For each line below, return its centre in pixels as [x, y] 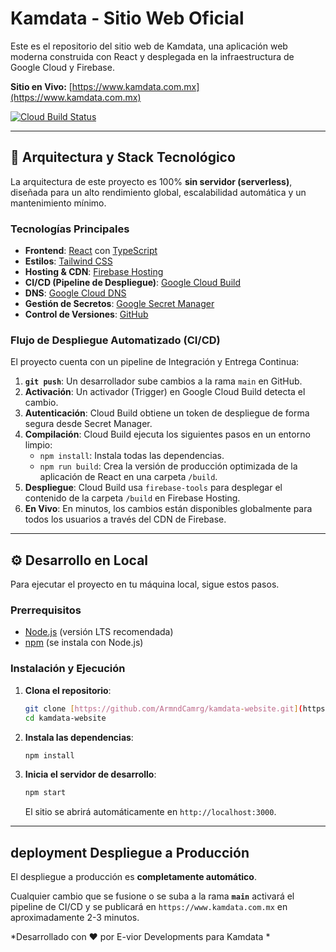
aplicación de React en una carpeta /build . [128, 477]
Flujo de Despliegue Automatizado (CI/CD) [115, 340]
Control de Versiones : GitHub [86, 314]
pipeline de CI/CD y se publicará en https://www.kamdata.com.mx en [149, 907]
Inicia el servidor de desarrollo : [90, 774]
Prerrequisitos [46, 610]
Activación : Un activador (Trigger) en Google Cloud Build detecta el [165, 392]
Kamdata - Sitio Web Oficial [127, 18]
